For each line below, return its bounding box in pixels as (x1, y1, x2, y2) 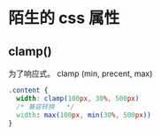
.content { (8, 86, 49, 94)
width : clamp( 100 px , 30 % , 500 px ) (16, 94, 140, 102)
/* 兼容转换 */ (16, 102, 75, 111)
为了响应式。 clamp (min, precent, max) (8, 68, 153, 79)
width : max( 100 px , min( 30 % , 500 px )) (16, 110, 151, 119)
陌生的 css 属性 (8, 8, 120, 28)
